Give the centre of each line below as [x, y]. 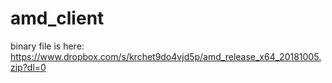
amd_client [57, 18]
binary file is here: [47, 46]
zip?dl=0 [28, 67]
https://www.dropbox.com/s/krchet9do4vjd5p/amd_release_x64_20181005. [166, 56]
